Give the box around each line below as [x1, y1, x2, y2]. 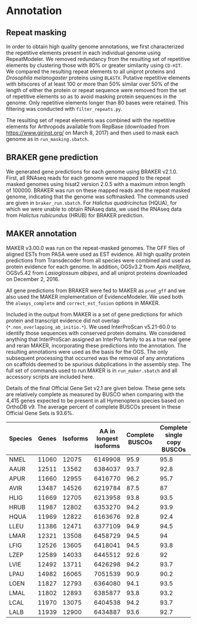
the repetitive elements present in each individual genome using [6, 49, 161, 56]
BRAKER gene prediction [6, 153, 98, 163]
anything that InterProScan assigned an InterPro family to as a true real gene [6, 336, 191, 343]
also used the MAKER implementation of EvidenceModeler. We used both [6, 293, 184, 300]
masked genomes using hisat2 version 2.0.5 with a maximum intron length [6, 180, 186, 187]
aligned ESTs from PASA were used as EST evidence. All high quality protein [6, 251, 191, 258]
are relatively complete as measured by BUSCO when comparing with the [6, 390, 184, 397]
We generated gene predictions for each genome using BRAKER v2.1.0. [6, 168, 178, 175]
